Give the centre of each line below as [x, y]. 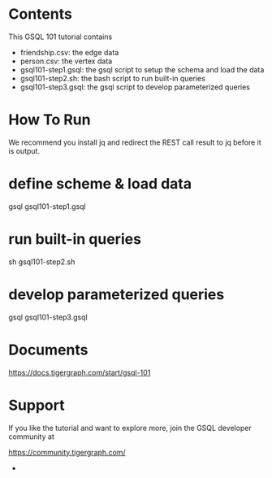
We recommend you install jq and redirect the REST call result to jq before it [135, 142]
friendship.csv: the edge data [69, 52]
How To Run [50, 120]
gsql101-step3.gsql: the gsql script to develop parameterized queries [135, 87]
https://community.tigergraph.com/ [67, 452]
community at [31, 437]
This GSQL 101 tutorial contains [60, 37]
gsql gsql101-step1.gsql [47, 206]
